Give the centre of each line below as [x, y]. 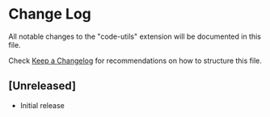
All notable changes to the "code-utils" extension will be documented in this [135, 36]
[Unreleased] [42, 86]
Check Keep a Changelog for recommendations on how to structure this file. [135, 61]
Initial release [42, 105]
